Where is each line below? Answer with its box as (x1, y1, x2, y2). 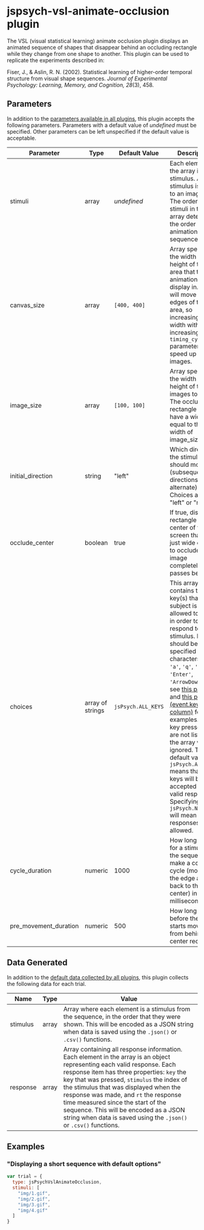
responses (169, 818, 200, 827)
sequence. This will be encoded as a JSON (63, 1106, 185, 1114)
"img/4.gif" (18, 1207, 48, 1214)
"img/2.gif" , (18, 1196, 51, 1202)
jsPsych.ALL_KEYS (114, 703, 164, 710)
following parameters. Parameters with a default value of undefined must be (7, 121, 197, 129)
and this (169, 692, 192, 701)
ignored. (169, 746, 194, 754)
